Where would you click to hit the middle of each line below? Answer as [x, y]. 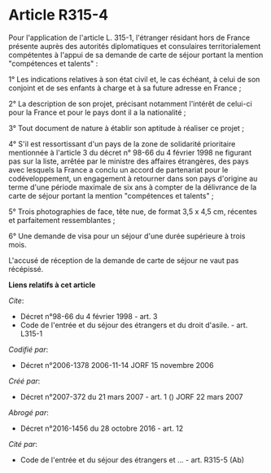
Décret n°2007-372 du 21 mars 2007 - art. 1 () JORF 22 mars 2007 [131, 396]
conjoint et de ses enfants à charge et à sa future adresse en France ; [125, 88]
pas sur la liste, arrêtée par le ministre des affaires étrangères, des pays [129, 161]
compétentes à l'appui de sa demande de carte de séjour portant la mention [136, 55]
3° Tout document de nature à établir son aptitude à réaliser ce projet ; [127, 128]
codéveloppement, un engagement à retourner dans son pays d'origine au [133, 178]
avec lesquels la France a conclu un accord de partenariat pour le [118, 169]
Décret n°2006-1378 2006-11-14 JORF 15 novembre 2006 [117, 365]
